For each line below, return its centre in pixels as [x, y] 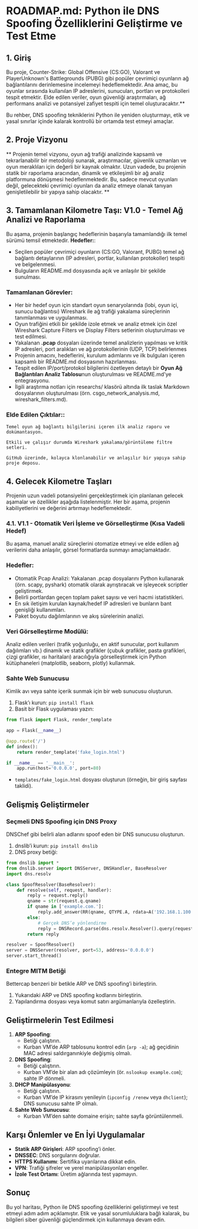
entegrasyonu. [32, 380]
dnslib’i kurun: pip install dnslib [56, 846]
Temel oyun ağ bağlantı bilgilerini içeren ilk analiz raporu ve [88, 427]
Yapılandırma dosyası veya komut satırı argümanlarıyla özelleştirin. [95, 1002]
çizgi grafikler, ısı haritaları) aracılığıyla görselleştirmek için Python [86, 657]
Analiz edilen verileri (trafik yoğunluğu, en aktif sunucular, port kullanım [93, 644]
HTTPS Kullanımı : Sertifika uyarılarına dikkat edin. [75, 1162]
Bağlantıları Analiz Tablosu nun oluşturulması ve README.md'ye [93, 374]
